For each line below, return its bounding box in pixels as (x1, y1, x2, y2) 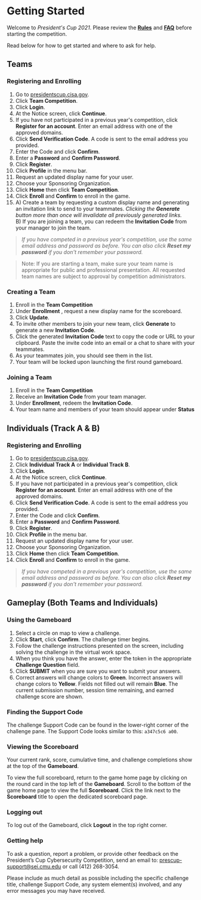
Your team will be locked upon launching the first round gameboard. (15, 358, 183, 365)
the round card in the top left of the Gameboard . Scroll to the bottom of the (7, 780, 191, 788)
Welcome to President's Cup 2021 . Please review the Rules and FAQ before (7, 24, 193, 31)
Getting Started (7, 4, 85, 18)
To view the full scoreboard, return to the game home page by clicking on (7, 774, 187, 781)
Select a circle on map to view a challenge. (15, 629, 121, 636)
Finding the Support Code (7, 708, 83, 716)
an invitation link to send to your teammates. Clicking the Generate (15, 205, 180, 212)
